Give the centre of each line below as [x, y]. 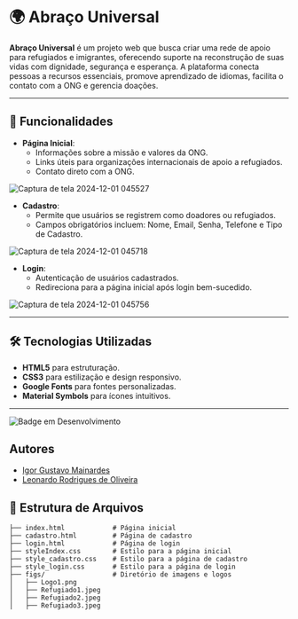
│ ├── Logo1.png [43, 583]
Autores [32, 449]
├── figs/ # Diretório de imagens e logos [121, 575]
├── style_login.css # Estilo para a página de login [123, 567]
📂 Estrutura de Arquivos [77, 508]
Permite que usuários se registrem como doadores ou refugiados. [156, 215]
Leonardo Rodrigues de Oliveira [80, 480]
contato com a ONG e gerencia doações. [84, 85]
